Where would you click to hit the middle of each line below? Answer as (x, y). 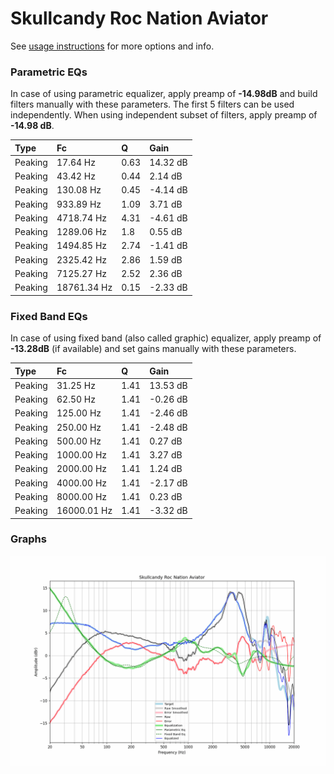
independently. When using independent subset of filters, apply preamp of (164, 115)
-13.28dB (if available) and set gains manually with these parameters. (153, 349)
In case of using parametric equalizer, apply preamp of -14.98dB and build (164, 94)
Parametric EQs (49, 72)
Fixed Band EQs (49, 316)
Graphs (28, 539)
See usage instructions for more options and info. (112, 46)
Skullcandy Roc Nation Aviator (139, 18)
